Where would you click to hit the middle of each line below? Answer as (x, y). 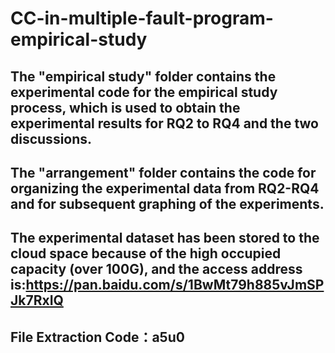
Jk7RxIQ (37, 300)
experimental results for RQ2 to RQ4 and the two (164, 123)
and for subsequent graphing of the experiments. (167, 203)
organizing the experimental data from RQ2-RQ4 (165, 188)
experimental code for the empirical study (144, 92)
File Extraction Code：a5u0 (97, 337)
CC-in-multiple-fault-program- (142, 18)
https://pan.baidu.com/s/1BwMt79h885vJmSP (175, 285)
